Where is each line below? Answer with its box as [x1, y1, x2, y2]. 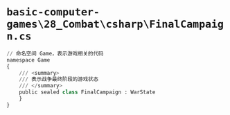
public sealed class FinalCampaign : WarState [19, 89, 156, 96]
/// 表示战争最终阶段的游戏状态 [19, 76, 98, 83]
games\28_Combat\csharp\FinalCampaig [6, 18, 224, 31]
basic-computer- [6, 6, 100, 19]
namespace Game [6, 56, 51, 64]
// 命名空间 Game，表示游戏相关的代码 [6, 50, 104, 57]
